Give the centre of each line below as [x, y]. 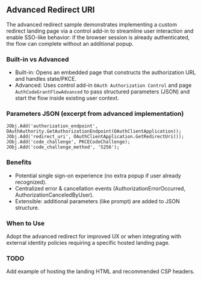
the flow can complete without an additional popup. [70, 43]
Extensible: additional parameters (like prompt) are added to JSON [97, 201]
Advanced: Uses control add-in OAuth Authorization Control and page [103, 85]
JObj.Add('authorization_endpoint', [52, 126]
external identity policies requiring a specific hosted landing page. [88, 243]
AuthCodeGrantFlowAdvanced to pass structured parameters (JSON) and [102, 92]
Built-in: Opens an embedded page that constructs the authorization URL [105, 72]
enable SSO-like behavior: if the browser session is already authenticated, [98, 37]
